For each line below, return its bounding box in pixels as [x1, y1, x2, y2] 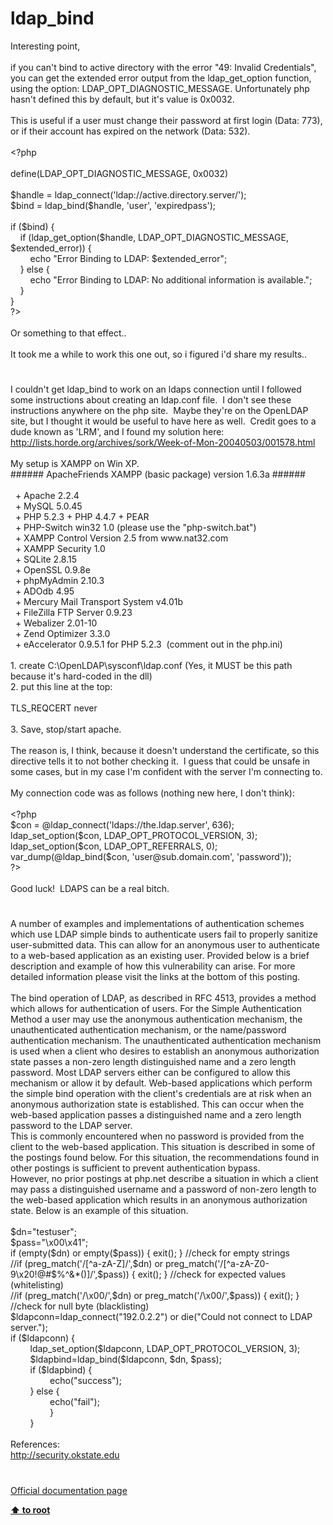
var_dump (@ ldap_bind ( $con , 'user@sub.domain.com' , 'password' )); [10, 851, 292, 863]
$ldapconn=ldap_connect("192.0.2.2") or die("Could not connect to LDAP [10, 1311, 313, 1323]
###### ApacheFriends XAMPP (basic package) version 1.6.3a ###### [10, 468, 306, 481]
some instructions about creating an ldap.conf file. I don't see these [10, 394, 292, 406]
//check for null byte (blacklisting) [10, 1300, 150, 1312]
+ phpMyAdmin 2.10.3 [14, 575, 105, 587]
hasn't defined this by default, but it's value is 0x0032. [10, 93, 235, 105]
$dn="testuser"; [10, 1226, 78, 1238]
